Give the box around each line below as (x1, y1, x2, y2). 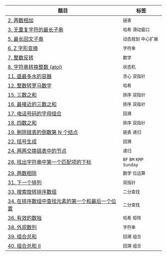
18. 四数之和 (7, 119, 37, 126)
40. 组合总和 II (7, 243, 41, 249)
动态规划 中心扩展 (122, 36, 158, 42)
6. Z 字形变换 (7, 45, 38, 52)
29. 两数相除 (7, 170, 37, 176)
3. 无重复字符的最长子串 (7, 26, 64, 33)
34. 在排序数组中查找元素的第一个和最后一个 (7, 198, 112, 204)
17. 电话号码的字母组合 (7, 110, 62, 117)
